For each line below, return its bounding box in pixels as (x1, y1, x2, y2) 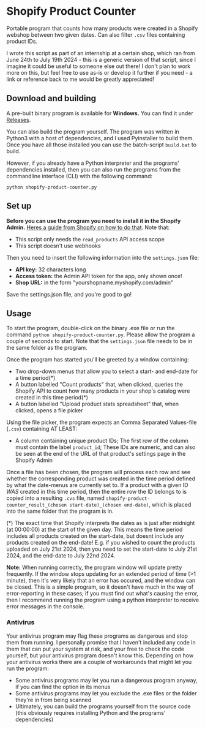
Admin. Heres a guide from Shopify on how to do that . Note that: (6, 224, 170, 231)
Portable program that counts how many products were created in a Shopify (6, 25, 198, 32)
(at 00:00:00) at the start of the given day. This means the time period (6, 526, 183, 534)
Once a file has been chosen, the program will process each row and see (6, 469, 191, 476)
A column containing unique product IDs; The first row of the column (15, 437, 188, 445)
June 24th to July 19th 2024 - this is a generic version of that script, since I (6, 56, 196, 63)
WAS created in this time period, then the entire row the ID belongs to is (6, 488, 187, 496)
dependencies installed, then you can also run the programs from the (6, 165, 181, 173)
